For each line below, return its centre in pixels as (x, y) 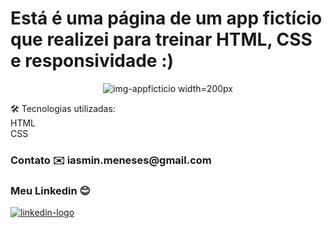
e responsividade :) (92, 61)
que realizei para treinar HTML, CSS (161, 39)
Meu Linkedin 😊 (50, 190)
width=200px (205, 88)
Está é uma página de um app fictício (166, 18)
